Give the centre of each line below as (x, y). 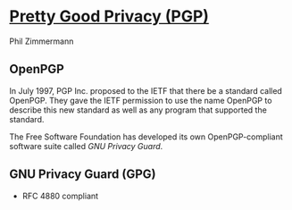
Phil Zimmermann (42, 41)
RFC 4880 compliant (60, 196)
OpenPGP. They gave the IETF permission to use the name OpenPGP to (141, 100)
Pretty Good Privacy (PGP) (109, 17)
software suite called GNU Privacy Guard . (86, 146)
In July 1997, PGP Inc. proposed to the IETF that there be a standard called (146, 90)
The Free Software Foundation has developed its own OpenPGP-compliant (146, 137)
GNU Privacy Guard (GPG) (83, 175)
